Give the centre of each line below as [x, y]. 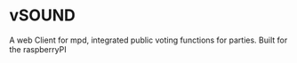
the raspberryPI [38, 49]
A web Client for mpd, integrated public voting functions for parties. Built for [148, 40]
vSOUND [42, 16]
